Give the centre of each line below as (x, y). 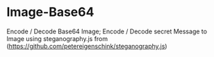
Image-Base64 (50, 12)
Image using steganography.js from (57, 38)
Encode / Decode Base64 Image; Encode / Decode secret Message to (107, 31)
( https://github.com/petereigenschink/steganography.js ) (87, 46)
